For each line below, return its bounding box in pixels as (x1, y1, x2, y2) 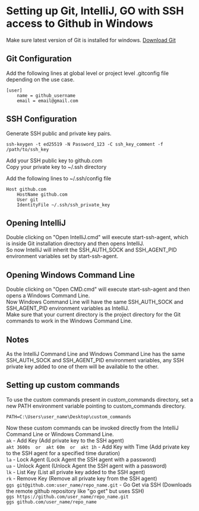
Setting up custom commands (6, 380, 120, 390)
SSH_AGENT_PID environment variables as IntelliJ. (6, 305, 129, 312)
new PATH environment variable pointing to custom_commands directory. (6, 402, 186, 409)
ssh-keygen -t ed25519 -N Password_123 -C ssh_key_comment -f (6, 141, 163, 147)
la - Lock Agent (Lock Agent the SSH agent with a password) (6, 456, 156, 463)
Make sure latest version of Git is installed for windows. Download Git (6, 36, 176, 43)
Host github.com (6, 186, 46, 192)
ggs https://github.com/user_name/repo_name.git (6, 494, 129, 500)
